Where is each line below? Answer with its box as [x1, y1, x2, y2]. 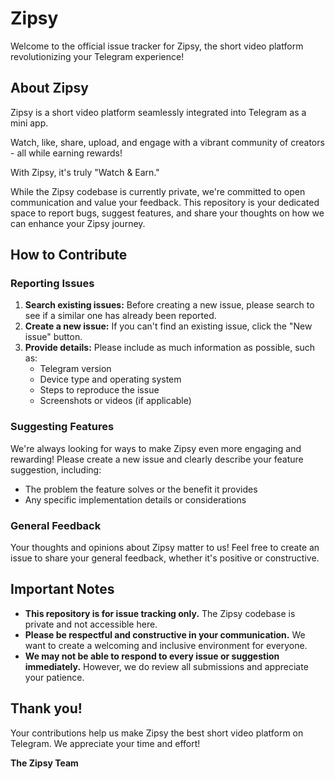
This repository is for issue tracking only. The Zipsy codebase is [24, 607, 296, 619]
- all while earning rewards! [10, 147, 123, 159]
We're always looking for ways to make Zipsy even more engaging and [10, 442, 302, 454]
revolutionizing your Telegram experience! [10, 50, 185, 62]
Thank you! [10, 700, 83, 717]
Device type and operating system [39, 373, 182, 386]
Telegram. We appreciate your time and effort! [10, 737, 201, 749]
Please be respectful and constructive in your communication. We [24, 628, 306, 641]
